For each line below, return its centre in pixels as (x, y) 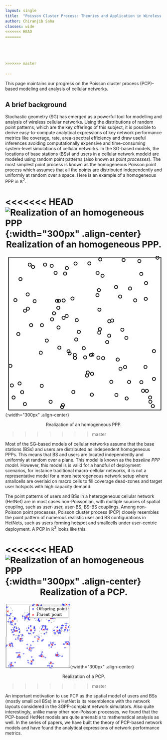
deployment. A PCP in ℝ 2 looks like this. (46, 528)
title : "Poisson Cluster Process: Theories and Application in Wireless (83, 16)
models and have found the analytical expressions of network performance (82, 727)
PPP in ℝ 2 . (16, 181)
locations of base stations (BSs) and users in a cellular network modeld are (82, 154)
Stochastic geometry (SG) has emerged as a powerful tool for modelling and (83, 117)
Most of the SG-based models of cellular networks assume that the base (80, 444)
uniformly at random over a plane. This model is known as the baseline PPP (83, 460)
